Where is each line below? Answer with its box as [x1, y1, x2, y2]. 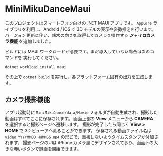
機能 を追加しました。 [9, 38, 54, 44]
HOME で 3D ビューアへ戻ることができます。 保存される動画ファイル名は [5, 127, 152, 133]
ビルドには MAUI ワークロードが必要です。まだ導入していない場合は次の [5, 49, 150, 54]
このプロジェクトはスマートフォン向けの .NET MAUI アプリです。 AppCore [5, 20, 152, 26]
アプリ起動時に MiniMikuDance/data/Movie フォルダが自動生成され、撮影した [5, 109, 158, 115]
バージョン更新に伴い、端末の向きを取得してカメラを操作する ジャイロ [5, 32, 147, 38]
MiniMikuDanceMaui [5, 3, 91, 15]
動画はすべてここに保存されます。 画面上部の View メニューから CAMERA [5, 115, 153, 121]
